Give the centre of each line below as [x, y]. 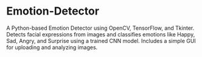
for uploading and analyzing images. [52, 47]
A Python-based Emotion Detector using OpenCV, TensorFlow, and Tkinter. [100, 28]
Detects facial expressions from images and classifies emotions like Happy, [101, 34]
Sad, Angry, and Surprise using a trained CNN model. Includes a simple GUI [101, 41]
